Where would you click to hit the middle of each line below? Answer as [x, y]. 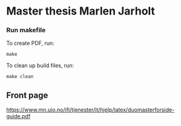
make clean [20, 77]
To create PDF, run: [30, 43]
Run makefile [26, 30]
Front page [27, 95]
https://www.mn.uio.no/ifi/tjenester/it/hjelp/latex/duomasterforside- [90, 110]
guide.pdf [18, 116]
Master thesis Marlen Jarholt [81, 11]
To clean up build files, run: [40, 65]
